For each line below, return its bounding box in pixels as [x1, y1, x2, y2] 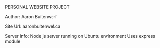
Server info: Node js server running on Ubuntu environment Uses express [5, 33, 155, 39]
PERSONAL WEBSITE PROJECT [5, 4, 70, 10]
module [5, 38, 21, 44]
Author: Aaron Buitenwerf [5, 14, 57, 19]
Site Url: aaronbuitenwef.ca [5, 23, 61, 29]
